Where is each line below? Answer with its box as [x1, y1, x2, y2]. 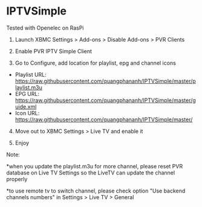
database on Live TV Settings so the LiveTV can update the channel [6, 169, 175, 176]
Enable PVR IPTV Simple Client [15, 47, 93, 55]
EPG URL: [15, 90, 39, 97]
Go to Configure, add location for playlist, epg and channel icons [15, 59, 177, 66]
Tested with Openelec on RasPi [6, 24, 84, 31]
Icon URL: [15, 109, 40, 116]
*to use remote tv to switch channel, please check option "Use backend [6, 187, 186, 194]
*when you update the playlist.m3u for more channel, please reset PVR [6, 162, 183, 170]
